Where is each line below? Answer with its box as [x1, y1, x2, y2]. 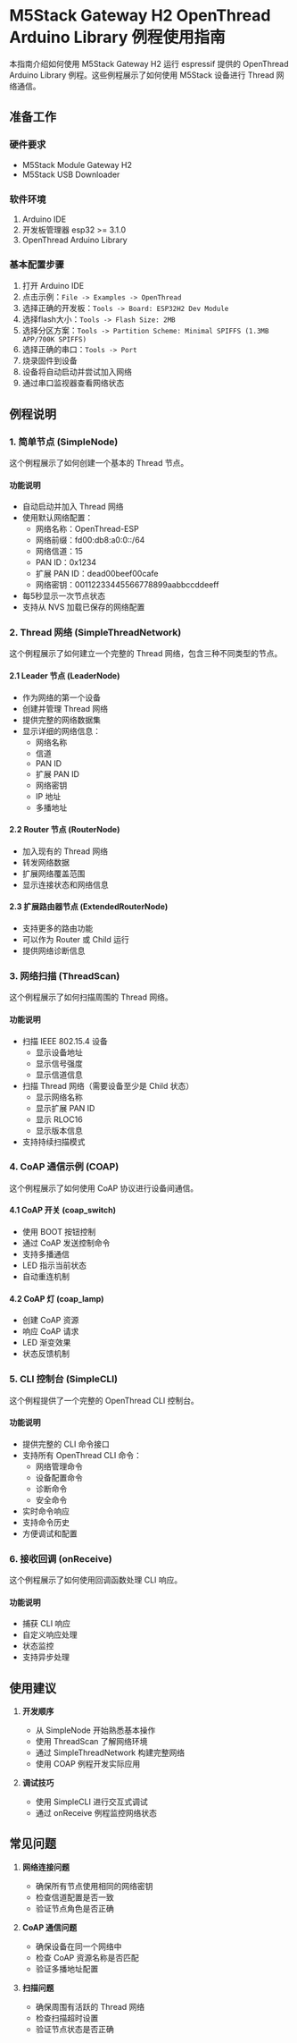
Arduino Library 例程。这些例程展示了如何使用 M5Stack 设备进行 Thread [9, 69, 275, 80]
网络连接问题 [21, 1861, 70, 1872]
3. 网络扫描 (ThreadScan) [9, 969, 120, 982]
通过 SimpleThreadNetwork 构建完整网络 [35, 1747, 186, 1758]
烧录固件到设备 [21, 355, 78, 367]
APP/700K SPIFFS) [21, 335, 87, 344]
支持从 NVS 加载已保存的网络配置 [21, 602, 145, 612]
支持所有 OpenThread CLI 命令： [21, 1449, 143, 1460]
